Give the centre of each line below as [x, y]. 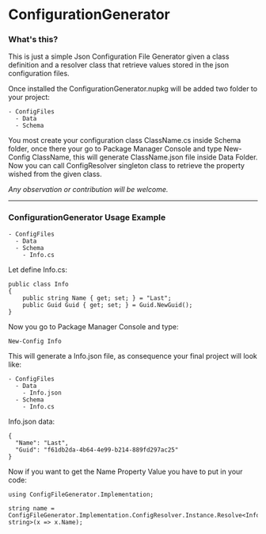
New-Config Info [35, 341]
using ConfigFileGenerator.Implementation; [81, 494]
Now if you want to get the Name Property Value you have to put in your [125, 471]
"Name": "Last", [42, 443]
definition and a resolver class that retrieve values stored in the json [119, 65]
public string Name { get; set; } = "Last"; [97, 298]
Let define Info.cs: [38, 269]
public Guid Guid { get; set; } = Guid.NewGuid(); [108, 305]
